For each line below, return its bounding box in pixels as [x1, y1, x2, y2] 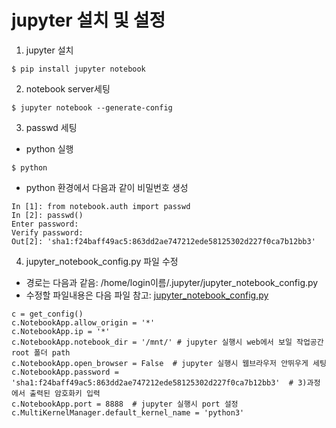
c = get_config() [11, 309, 84, 319]
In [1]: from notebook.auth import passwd [11, 201, 191, 211]
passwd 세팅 [25, 121, 78, 133]
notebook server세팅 [25, 82, 111, 95]
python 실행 [25, 142, 74, 155]
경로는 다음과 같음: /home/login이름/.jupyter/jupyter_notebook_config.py [25, 276, 319, 288]
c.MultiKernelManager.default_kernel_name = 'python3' [11, 407, 245, 418]
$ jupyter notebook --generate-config [11, 102, 173, 113]
